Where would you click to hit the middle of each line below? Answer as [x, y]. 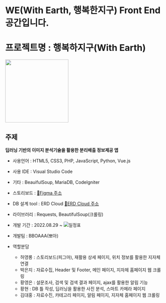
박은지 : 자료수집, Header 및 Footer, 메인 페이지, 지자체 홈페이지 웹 [86, 270]
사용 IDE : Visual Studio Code [43, 171]
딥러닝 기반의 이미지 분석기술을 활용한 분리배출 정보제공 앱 [62, 150]
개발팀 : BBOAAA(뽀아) [36, 235]
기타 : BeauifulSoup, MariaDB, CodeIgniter [56, 182]
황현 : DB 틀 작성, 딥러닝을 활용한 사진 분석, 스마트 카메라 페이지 [83, 288]
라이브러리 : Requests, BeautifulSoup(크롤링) [58, 214]
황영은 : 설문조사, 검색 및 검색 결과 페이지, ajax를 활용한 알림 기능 [84, 282]
